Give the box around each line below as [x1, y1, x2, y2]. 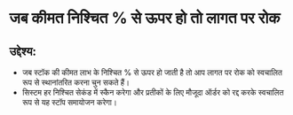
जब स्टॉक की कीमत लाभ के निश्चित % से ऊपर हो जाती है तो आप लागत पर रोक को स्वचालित [21, 67, 282, 78]
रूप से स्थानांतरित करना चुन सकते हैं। [21, 77, 131, 88]
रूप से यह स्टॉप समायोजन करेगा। [21, 97, 117, 107]
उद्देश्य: [9, 43, 37, 58]
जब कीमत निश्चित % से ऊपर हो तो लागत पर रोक [9, 8, 281, 28]
